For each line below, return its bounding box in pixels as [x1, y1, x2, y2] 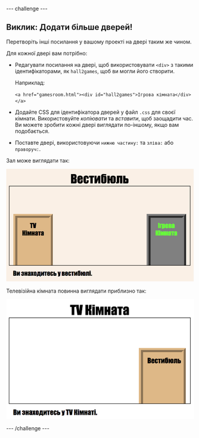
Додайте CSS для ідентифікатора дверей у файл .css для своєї [14, 108, 176, 116]
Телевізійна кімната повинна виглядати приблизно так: [6, 287, 147, 294]
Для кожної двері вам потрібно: [6, 49, 88, 57]
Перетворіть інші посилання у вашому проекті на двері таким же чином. [6, 38, 192, 45]
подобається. [14, 128, 49, 135]
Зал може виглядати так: [6, 157, 70, 164]
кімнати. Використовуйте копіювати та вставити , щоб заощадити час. [14, 114, 194, 122]
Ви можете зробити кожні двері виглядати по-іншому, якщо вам [14, 121, 179, 128]
